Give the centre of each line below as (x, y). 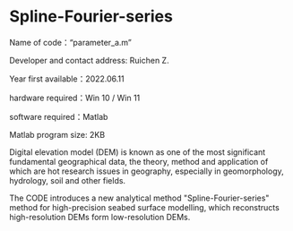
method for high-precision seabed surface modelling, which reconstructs (144, 207)
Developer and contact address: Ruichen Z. (89, 60)
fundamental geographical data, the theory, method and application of (139, 161)
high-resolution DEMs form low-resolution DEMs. (100, 217)
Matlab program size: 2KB (57, 134)
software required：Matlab (59, 116)
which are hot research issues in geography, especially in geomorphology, (146, 171)
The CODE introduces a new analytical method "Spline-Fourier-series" (139, 198)
